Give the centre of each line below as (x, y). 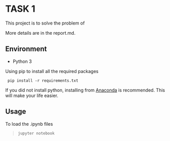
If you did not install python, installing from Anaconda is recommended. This (85, 90)
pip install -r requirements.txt (43, 80)
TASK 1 (20, 9)
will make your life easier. (32, 96)
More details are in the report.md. (40, 33)
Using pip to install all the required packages (52, 71)
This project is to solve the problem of (45, 23)
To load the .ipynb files (29, 124)
